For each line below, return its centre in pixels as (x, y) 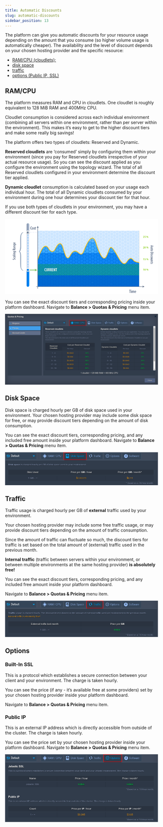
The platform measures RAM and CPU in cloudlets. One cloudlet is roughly (80, 103)
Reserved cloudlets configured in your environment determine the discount (80, 173)
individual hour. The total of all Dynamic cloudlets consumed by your (73, 192)
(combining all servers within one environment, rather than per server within (81, 122)
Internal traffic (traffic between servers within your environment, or (73, 560)
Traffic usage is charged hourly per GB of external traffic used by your (76, 511)
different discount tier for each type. (41, 212)
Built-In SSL (19, 665)
